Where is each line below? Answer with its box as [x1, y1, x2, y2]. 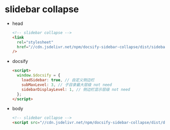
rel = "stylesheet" [17, 40, 54, 45]
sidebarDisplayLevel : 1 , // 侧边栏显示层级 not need [21, 87, 130, 92]
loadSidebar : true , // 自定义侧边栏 [21, 78, 95, 83]
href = [17, 44, 29, 49]
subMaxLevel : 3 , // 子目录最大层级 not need [21, 82, 112, 87]
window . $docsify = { [17, 73, 61, 78]
